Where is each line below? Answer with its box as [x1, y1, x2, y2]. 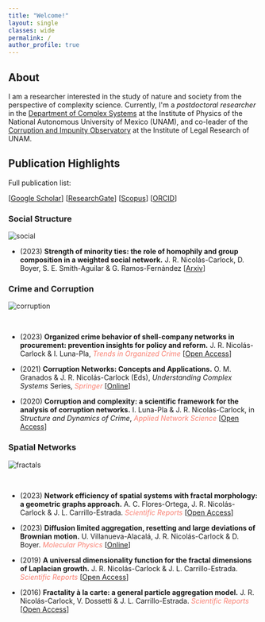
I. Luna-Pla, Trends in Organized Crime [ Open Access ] [53, 349, 232, 358]
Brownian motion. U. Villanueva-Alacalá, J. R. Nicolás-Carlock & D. [19, 531, 240, 541]
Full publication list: [8, 178, 71, 187]
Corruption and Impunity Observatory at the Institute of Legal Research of [8, 125, 250, 135]
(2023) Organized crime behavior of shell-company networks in [19, 332, 236, 342]
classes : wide [8, 26, 56, 34]
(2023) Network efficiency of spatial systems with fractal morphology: [19, 490, 258, 500]
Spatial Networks [8, 442, 77, 453]
